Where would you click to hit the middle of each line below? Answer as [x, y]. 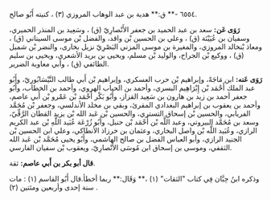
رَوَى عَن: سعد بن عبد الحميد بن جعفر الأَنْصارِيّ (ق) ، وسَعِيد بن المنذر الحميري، [125, 29]
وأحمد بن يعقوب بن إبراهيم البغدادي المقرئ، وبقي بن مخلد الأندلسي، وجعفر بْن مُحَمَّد [135, 105]
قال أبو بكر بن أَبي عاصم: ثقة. [52, 163]
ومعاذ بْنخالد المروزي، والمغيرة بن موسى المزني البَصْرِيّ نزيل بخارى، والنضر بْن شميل [136, 47]
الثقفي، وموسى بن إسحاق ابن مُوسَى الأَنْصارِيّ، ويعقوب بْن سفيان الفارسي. [121, 147]
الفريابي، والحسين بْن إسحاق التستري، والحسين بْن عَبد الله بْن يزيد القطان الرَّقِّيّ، [130, 113]
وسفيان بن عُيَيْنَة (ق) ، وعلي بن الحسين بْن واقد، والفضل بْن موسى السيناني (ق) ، [129, 38]
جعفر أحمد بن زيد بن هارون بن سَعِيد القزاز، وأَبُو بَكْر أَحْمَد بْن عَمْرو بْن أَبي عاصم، [128, 96]
